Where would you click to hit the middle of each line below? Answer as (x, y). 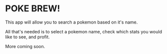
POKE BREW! (33, 9)
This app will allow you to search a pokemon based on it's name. (72, 22)
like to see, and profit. (27, 37)
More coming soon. (25, 46)
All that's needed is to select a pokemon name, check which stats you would (83, 31)
